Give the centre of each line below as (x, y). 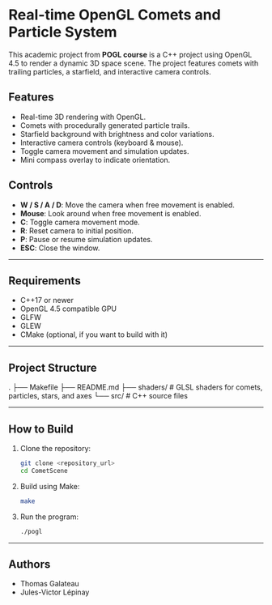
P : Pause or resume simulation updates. (86, 239)
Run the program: (49, 517)
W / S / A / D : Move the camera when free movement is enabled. (127, 205)
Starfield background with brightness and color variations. (117, 134)
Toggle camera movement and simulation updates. (104, 151)
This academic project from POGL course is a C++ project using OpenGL (130, 54)
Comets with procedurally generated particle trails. (105, 125)
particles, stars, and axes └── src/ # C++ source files (98, 396)
